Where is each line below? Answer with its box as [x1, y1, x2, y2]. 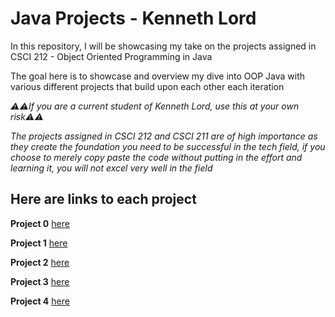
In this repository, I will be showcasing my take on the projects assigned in [10, 40, 317, 52]
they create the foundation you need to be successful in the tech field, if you [10, 140, 326, 152]
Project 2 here [10, 256, 70, 268]
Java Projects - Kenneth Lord [10, 7, 257, 30]
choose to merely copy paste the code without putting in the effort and [10, 151, 303, 163]
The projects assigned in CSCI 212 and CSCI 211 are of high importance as [10, 130, 318, 142]
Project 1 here [10, 237, 68, 249]
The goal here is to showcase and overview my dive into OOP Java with [10, 70, 306, 82]
